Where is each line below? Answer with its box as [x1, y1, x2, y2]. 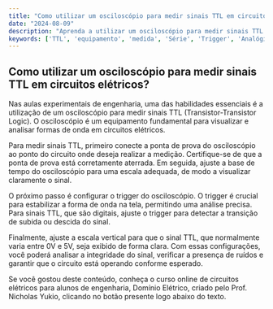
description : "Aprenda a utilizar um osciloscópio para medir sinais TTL [8, 27, 264, 35]
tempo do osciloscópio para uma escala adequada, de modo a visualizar [8, 167, 251, 176]
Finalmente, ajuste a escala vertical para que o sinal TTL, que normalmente [8, 233, 260, 242]
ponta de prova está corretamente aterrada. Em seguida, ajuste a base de [8, 158, 255, 168]
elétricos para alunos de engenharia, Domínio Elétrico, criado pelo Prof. [8, 283, 248, 293]
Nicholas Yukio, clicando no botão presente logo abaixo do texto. [8, 292, 227, 302]
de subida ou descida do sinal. [8, 217, 111, 227]
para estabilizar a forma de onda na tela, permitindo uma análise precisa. [8, 200, 253, 210]
